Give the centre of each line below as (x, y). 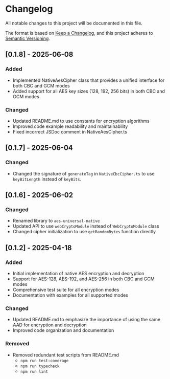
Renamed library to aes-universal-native (56, 221)
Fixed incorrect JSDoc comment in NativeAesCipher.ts (70, 131)
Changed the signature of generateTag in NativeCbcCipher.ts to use (83, 173)
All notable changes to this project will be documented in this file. (74, 23)
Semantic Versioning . (28, 38)
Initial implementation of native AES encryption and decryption (78, 273)
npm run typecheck (40, 366)
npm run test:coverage (44, 361)
